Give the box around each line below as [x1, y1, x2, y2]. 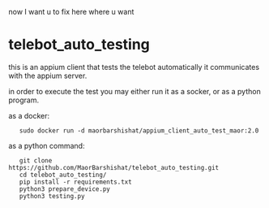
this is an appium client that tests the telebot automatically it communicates [8, 62, 260, 71]
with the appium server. [8, 71, 88, 80]
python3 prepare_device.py [19, 184, 111, 193]
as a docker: [8, 110, 50, 120]
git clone [19, 156, 53, 165]
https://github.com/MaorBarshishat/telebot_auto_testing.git [8, 163, 220, 171]
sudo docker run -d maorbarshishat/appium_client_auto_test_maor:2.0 [19, 126, 259, 135]
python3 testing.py [19, 192, 85, 200]
